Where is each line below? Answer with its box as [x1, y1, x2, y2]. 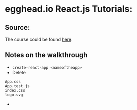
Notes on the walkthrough [5, 51, 88, 59]
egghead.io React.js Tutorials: [5, 3, 133, 15]
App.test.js [5, 83, 30, 88]
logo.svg [5, 92, 23, 97]
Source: [5, 23, 30, 32]
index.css [5, 88, 26, 93]
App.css [5, 79, 21, 84]
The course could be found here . [5, 36, 73, 42]
